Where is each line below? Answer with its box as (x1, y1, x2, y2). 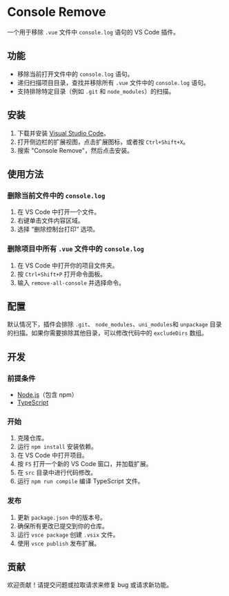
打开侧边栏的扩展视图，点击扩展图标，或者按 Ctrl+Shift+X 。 (17, 138, 190, 146)
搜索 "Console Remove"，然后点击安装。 (17, 146, 133, 154)
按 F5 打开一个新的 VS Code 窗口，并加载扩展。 (17, 460, 152, 468)
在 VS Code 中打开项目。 (17, 451, 88, 460)
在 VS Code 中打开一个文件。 (17, 208, 101, 216)
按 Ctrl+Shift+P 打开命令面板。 (17, 270, 107, 278)
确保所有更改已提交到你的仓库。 (17, 521, 108, 530)
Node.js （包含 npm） (17, 391, 78, 399)
